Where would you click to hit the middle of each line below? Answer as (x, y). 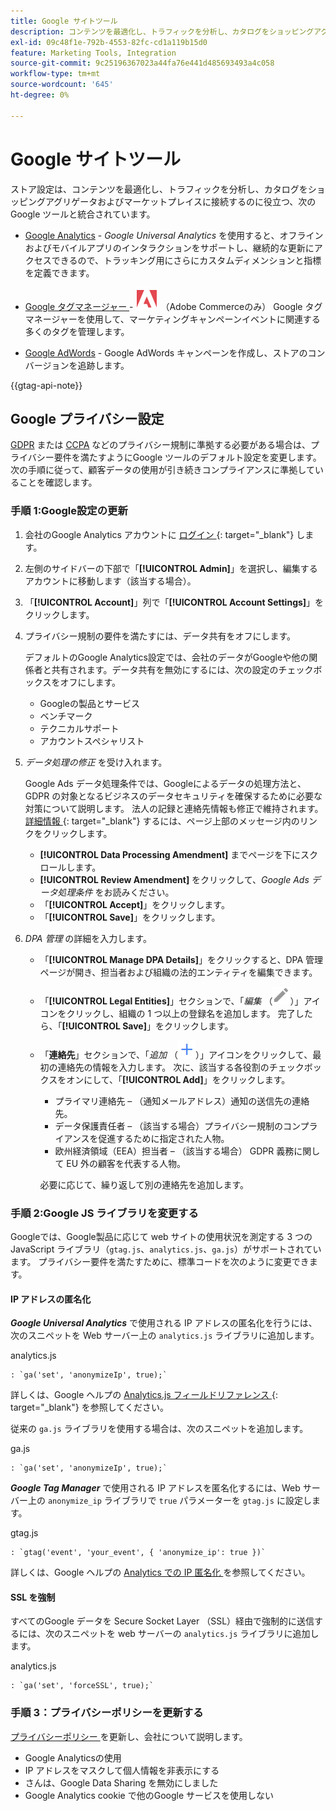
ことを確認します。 (58, 482)
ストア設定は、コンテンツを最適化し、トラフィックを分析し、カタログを (159, 189)
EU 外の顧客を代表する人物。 (126, 1163)
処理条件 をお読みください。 (116, 892)
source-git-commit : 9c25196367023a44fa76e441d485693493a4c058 (142, 63)
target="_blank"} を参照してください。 (89, 1407)
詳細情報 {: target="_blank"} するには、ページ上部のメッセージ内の (162, 821)
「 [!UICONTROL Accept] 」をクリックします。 (134, 904)
